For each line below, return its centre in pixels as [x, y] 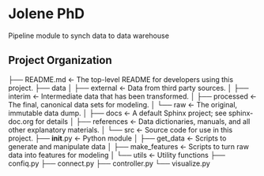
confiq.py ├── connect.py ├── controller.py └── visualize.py [109, 163]
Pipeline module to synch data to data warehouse [89, 36]
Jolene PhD [47, 14]
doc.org [21, 121]
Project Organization [60, 60]
